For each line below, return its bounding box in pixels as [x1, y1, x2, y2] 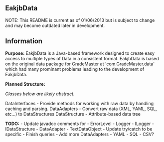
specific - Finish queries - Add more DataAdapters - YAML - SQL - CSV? [5, 131, 155, 137]
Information [5, 37, 43, 45]
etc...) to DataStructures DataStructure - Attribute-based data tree [5, 111, 141, 117]
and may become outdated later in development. [5, 22, 105, 28]
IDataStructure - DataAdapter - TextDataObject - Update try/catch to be [5, 126, 153, 132]
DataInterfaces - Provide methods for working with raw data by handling [5, 100, 154, 106]
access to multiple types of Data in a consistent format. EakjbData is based [5, 55, 160, 61]
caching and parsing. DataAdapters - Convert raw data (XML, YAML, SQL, [5, 106, 157, 112]
